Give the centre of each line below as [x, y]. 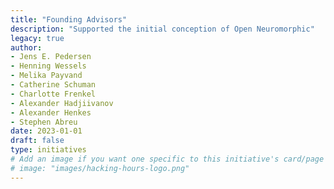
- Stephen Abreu [44, 122]
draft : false [37, 141]
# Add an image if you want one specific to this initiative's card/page [167, 159]
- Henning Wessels [48, 66]
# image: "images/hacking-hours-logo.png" [100, 168]
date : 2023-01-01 [46, 131]
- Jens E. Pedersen [51, 57]
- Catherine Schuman [53, 85]
